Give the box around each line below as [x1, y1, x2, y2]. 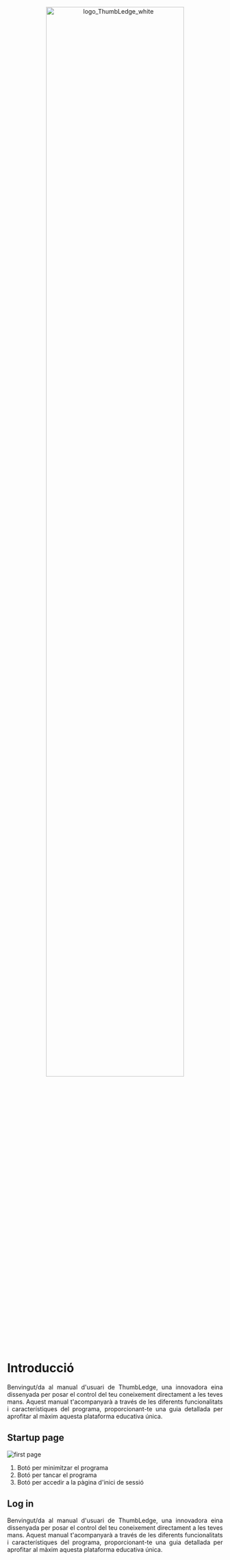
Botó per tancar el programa [16, 1471, 97, 1479]
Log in [7, 1498, 34, 1510]
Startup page [7, 1432, 65, 1443]
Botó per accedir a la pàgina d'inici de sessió [16, 1478, 144, 1486]
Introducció [7, 1360, 75, 1376]
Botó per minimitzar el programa [16, 1463, 108, 1472]
